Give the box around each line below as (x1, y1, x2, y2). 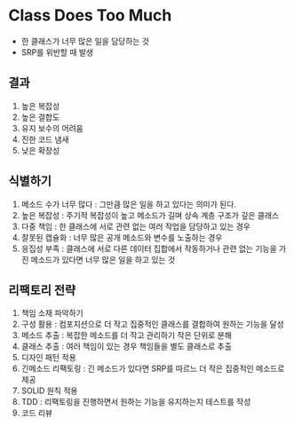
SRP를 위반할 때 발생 (20, 46, 94, 58)
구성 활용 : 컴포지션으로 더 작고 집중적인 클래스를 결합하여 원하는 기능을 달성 (20, 319, 285, 329)
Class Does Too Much (8, 5, 172, 26)
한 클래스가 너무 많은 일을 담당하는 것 (20, 35, 150, 46)
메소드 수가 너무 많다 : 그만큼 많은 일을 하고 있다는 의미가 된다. (20, 199, 237, 209)
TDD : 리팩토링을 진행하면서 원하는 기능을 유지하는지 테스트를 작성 (20, 397, 251, 407)
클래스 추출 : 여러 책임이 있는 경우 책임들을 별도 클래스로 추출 (20, 341, 233, 351)
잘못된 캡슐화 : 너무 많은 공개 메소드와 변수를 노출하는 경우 (20, 232, 223, 242)
